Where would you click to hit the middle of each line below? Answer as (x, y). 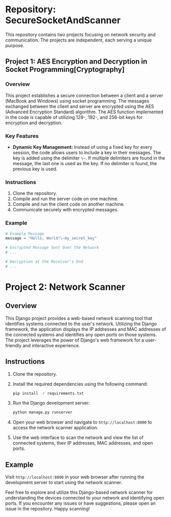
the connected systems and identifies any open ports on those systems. (81, 334)
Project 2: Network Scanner (65, 287)
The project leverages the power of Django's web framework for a (75, 340)
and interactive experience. (51, 345)
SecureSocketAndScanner (63, 20)
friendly (14, 345)
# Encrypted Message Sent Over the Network (52, 248)
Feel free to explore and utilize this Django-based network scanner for (79, 492)
